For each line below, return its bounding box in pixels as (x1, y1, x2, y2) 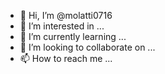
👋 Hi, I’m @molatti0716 (19, 10, 113, 21)
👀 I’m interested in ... (19, 20, 105, 32)
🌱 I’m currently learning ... (19, 31, 127, 42)
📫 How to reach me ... (19, 53, 113, 64)
